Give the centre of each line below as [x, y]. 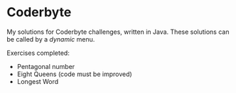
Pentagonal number [46, 66]
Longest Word [38, 81]
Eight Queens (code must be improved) [74, 74]
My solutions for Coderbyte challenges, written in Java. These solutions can [118, 32]
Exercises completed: [38, 53]
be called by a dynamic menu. [51, 39]
